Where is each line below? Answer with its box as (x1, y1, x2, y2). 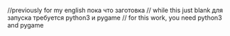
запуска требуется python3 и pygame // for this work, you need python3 (7, 13, 222, 22)
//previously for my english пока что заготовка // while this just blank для (7, 6, 224, 14)
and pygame (7, 21, 44, 29)
